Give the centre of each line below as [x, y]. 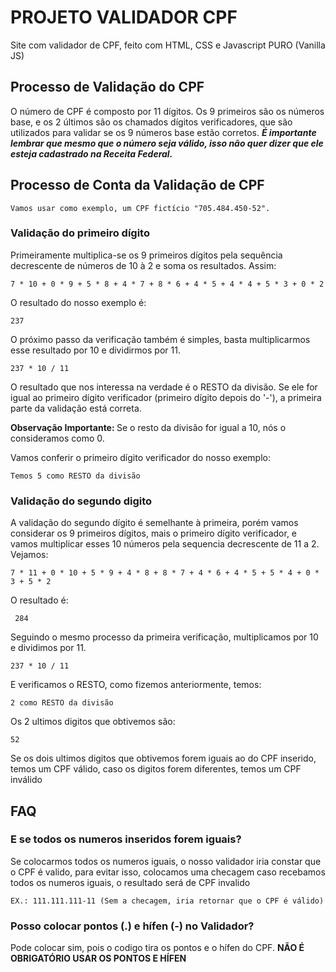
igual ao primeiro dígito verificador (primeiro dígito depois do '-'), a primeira [166, 397]
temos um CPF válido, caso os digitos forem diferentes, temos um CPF [156, 769]
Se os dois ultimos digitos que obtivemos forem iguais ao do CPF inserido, [163, 758]
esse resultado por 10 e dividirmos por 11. [95, 350]
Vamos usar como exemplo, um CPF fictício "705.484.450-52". [140, 208]
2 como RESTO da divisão [62, 703]
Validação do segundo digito [81, 501]
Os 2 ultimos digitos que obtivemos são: [93, 722]
